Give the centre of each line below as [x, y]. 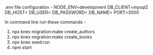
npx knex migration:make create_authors [53, 31]
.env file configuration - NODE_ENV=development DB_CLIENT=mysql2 [76, 7]
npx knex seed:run [31, 42]
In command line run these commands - [45, 22]
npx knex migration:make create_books [52, 37]
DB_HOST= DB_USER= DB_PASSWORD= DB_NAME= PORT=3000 [72, 12]
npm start [22, 47]
